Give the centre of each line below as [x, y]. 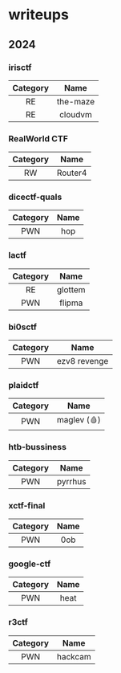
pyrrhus [71, 481]
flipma [71, 303]
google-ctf [30, 564]
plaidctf [24, 385]
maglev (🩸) [79, 420]
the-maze [76, 101]
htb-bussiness [37, 447]
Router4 [72, 173]
